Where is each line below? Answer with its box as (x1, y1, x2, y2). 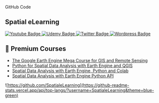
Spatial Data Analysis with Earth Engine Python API (12, 73, 114, 78)
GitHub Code (5, 4, 31, 10)
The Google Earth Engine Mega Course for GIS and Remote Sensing (12, 57, 148, 63)
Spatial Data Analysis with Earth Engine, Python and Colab (12, 67, 128, 74)
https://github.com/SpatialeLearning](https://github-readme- (8, 82, 129, 88)
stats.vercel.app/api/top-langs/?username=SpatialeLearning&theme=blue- (5, 87, 154, 93)
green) (5, 92, 18, 98)
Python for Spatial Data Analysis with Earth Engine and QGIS (12, 63, 133, 68)
